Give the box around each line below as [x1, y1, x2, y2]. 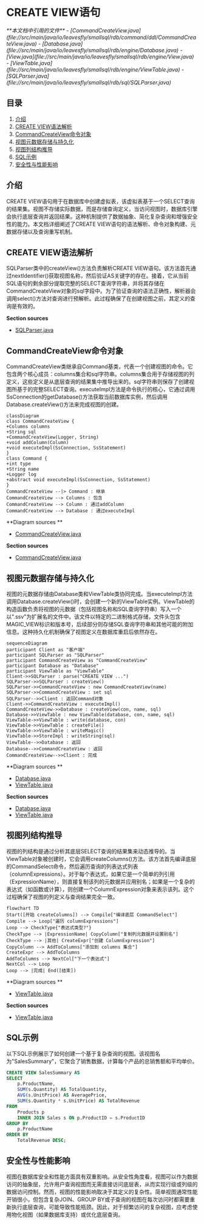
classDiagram [6, 413, 39, 419]
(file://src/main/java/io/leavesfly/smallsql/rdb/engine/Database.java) [6, 46, 179, 53]
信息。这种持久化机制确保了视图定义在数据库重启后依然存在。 [6, 628, 161, 635]
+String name [6, 466, 39, 473]
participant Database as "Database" [6, 663, 99, 669]
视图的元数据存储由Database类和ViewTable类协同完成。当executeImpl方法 [6, 590, 193, 597]
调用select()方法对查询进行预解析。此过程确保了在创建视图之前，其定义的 [6, 295, 190, 303]
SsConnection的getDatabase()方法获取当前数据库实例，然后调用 [6, 393, 168, 401]
